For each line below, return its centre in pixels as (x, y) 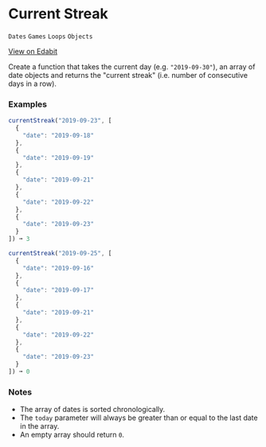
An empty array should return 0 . (72, 435)
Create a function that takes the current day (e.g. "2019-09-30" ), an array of (132, 66)
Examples (28, 104)
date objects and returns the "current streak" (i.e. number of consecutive (128, 75)
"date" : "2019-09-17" (58, 290)
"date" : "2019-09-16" (58, 268)
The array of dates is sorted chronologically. (92, 410)
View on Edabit (33, 51)
